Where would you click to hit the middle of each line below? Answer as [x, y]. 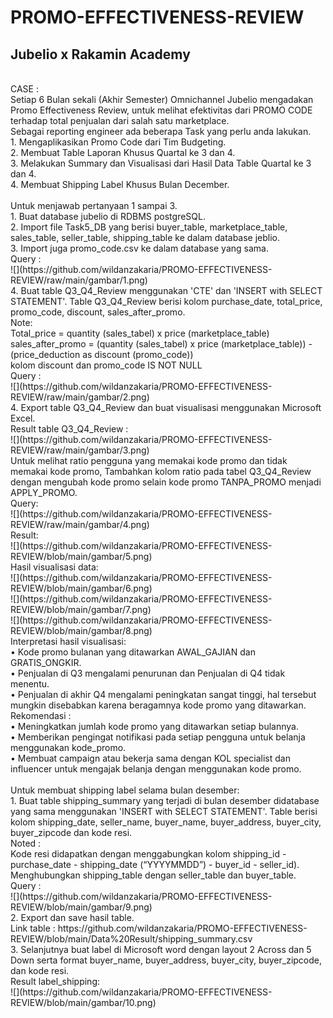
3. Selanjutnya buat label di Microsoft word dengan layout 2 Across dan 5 [161, 949]
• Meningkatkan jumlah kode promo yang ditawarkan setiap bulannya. [154, 726]
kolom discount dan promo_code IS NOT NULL [106, 365]
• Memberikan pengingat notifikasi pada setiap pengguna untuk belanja [158, 737]
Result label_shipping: [55, 981]
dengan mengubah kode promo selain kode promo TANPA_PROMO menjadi [166, 482]
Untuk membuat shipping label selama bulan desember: [125, 790]
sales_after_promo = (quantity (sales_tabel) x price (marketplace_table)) [158, 344]
